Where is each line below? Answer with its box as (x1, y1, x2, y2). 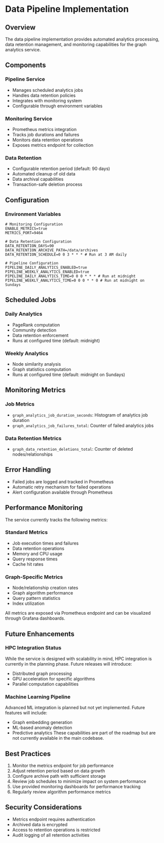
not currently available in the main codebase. (12, 735, 104, 741)
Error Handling (5, 465, 51, 474)
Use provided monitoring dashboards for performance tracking (12, 783, 141, 789)
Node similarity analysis (12, 361, 61, 367)
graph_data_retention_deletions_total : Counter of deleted (12, 446, 133, 452)
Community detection (12, 327, 57, 333)
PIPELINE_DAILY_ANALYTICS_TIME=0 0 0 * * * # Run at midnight (5, 273, 136, 279)
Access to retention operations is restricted (12, 827, 100, 833)
